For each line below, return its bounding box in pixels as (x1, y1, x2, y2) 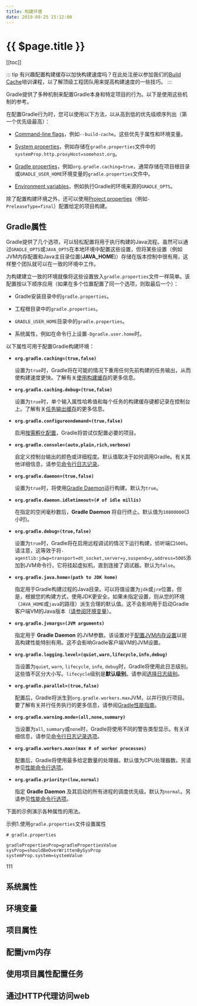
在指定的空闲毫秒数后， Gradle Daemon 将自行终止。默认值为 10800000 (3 (14, 509, 189, 516)
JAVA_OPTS (45, 247, 69, 253)
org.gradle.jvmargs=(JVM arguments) (14, 620, 105, 627)
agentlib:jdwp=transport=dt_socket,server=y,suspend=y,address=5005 (14, 556, 186, 562)
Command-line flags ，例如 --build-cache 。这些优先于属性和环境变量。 (14, 131, 186, 138)
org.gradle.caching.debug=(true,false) (14, 387, 113, 393)
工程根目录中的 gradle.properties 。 (14, 306, 101, 313)
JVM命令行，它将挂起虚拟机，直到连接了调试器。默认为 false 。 (25, 562, 178, 569)
